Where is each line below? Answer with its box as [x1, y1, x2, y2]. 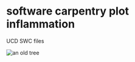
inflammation [6, 17, 75, 31]
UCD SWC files [6, 37, 44, 44]
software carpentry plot [6, 4, 130, 18]
